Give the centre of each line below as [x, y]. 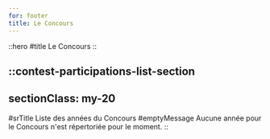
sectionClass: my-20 [62, 98]
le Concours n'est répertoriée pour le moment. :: [89, 126]
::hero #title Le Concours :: [53, 46]
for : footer [28, 16]
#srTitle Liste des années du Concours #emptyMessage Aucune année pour [135, 118]
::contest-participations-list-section [102, 71]
